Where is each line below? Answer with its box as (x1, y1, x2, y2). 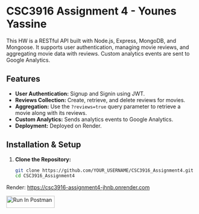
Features (6, 74, 40, 84)
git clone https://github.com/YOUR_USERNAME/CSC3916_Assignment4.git (14, 167, 194, 173)
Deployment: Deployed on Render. (14, 122, 102, 129)
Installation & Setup (6, 140, 81, 150)
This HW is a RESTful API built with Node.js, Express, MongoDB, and (6, 37, 177, 44)
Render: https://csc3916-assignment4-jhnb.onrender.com (6, 184, 150, 191)
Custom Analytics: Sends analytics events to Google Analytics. (14, 115, 174, 123)
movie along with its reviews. (14, 109, 87, 116)
